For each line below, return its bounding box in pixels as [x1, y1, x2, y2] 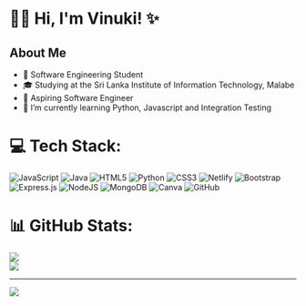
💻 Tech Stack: [9, 136, 122, 157]
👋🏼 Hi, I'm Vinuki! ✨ [9, 8, 159, 29]
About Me [9, 45, 66, 60]
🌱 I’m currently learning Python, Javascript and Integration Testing [22, 102, 271, 113]
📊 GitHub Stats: [9, 216, 134, 236]
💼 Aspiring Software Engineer [22, 93, 134, 103]
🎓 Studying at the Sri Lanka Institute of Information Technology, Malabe [22, 79, 295, 90]
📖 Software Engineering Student [22, 69, 144, 80]
